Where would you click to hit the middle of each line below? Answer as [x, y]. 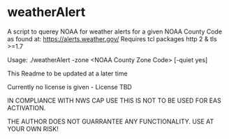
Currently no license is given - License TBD [70, 87]
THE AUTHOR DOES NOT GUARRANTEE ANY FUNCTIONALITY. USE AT [111, 121]
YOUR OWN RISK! [33, 129]
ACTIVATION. [27, 108]
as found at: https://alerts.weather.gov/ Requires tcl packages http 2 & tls [112, 38]
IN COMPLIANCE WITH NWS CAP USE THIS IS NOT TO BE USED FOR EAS [114, 100]
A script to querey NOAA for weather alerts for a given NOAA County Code [114, 31]
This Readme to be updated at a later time [67, 73]
